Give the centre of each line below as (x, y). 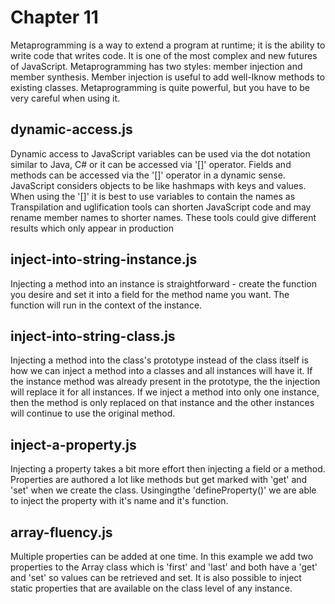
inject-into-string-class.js (93, 336)
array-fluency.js (61, 532)
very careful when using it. (65, 98)
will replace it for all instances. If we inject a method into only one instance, (165, 392)
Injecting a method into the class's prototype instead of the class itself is (159, 360)
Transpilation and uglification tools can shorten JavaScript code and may (161, 207)
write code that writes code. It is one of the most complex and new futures (164, 55)
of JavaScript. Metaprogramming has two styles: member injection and (156, 66)
